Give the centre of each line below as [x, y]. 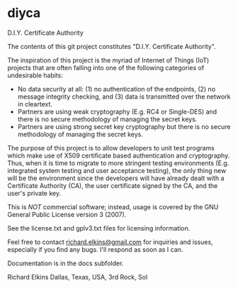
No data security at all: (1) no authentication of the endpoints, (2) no [117, 89]
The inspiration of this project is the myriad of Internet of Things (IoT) [108, 60]
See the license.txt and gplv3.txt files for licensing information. [99, 228]
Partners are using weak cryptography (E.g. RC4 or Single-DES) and [117, 111]
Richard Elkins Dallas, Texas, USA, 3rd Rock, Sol [78, 277]
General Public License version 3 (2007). [67, 214]
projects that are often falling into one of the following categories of [106, 67]
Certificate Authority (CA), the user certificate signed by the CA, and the [113, 185]
